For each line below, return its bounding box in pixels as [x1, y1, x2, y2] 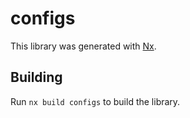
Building [10, 69, 63, 86]
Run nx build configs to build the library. [10, 95, 181, 107]
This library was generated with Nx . [10, 40, 157, 52]
